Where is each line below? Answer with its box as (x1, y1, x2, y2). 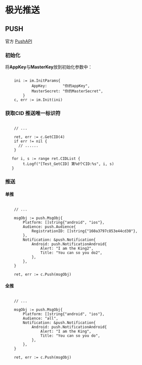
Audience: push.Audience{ (23, 224, 76, 229)
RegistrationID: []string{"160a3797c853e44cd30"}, (31, 228, 138, 233)
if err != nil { (14, 139, 48, 144)
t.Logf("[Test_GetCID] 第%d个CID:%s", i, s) (23, 161, 114, 166)
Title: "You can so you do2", (40, 250, 103, 255)
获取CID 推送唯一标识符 (5, 110, 61, 117)
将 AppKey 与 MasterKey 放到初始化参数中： (5, 64, 93, 70)
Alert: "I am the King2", (40, 246, 94, 251)
